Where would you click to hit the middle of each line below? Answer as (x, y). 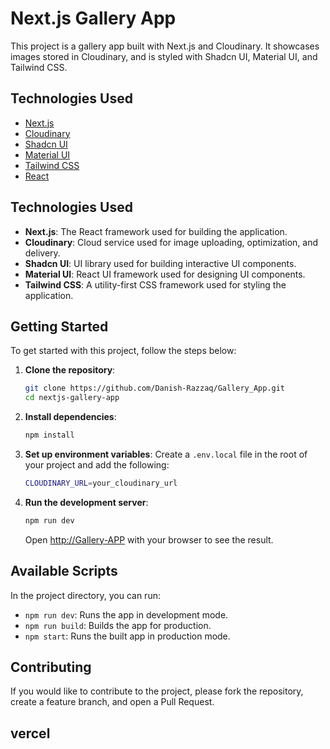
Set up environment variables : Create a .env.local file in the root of (166, 454)
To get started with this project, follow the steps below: (123, 351)
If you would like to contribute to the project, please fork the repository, (157, 691)
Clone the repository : (70, 370)
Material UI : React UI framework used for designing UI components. (165, 274)
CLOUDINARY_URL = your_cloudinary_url (101, 483)
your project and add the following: (97, 465)
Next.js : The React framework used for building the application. (156, 231)
